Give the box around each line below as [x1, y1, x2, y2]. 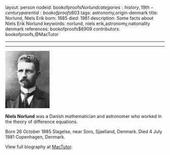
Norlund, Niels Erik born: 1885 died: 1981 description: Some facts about [5, 15, 153, 21]
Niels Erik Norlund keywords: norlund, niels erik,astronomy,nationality [5, 20, 150, 26]
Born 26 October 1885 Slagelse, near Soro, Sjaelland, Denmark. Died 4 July [5, 129, 162, 134]
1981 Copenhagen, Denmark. [5, 134, 66, 140]
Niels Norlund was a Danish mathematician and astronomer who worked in [5, 113, 162, 119]
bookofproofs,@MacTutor [5, 32, 59, 37]
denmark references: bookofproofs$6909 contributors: [5, 26, 120, 32]
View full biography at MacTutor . [5, 144, 73, 149]
